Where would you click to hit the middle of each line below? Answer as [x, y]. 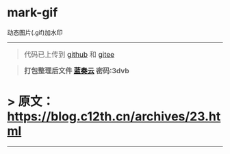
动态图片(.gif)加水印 [35, 32]
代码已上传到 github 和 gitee [69, 54]
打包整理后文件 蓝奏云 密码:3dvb [77, 70]
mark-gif [33, 13]
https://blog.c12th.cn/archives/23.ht [114, 117]
